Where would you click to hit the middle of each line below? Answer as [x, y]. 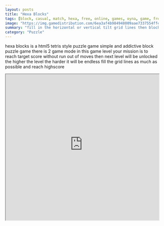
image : [12, 23]
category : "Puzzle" [25, 32]
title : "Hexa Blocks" [27, 14]
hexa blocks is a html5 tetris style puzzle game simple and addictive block [79, 46]
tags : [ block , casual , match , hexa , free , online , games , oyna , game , [78, 19]
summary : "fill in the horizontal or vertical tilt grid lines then [76, 28]
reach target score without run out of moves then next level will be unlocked [81, 56]
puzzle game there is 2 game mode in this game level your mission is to [77, 51]
